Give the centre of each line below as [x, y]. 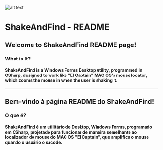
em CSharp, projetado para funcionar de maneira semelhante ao [71, 132]
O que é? [16, 115]
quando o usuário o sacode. [34, 142]
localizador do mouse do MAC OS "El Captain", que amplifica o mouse [77, 137]
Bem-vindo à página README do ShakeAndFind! [80, 102]
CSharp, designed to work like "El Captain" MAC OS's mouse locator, [76, 75]
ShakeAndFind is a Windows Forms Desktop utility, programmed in [74, 70]
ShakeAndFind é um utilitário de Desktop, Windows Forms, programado [79, 127]
